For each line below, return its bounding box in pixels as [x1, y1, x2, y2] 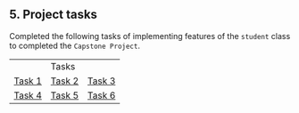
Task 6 [87, 89, 116, 101]
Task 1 [13, 75, 43, 87]
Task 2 [50, 75, 79, 87]
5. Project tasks [9, 7, 98, 22]
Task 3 [87, 75, 116, 87]
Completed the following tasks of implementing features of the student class [9, 30, 291, 41]
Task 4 [13, 89, 43, 101]
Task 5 [50, 89, 79, 101]
